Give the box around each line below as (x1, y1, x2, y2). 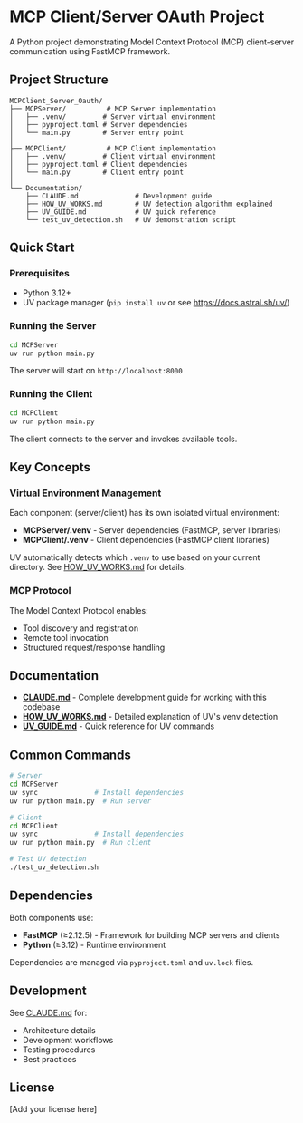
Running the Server (9, 320, 97, 333)
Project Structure (9, 73, 109, 88)
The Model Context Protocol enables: (9, 605, 148, 615)
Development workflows (22, 1034, 114, 1045)
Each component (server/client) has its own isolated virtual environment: (9, 508, 280, 518)
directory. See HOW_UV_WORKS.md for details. (9, 562, 187, 573)
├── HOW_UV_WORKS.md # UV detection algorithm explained (25, 199, 273, 208)
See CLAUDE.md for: (9, 1007, 88, 1018)
